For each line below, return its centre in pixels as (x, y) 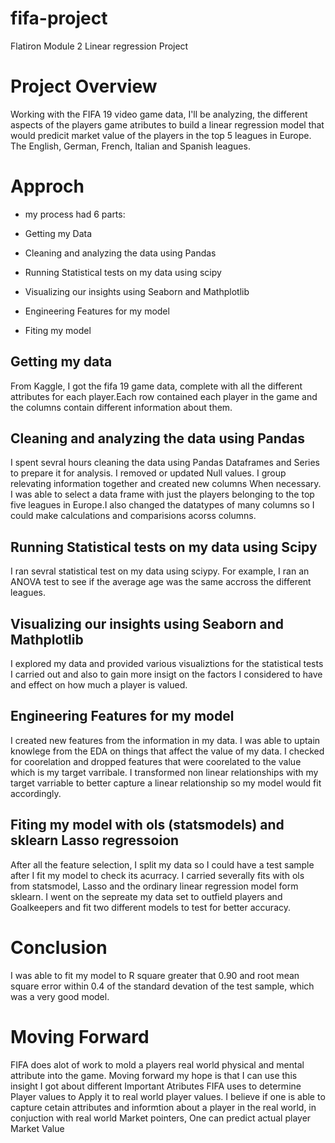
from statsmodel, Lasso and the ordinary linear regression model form (154, 886)
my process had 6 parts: (75, 214)
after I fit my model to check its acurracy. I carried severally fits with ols (157, 875)
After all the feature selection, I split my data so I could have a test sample (162, 864)
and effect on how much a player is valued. (99, 685)
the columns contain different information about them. (121, 407)
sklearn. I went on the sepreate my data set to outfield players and (146, 896)
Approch (47, 186)
